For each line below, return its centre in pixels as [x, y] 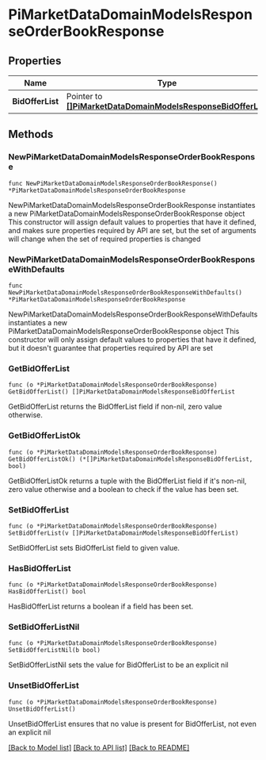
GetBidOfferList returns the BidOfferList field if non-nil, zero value [115, 407]
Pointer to [84, 96]
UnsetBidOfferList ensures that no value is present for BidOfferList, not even [133, 724]
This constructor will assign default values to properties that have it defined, [133, 222]
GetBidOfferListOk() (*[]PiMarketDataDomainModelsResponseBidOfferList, [131, 459]
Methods [31, 134]
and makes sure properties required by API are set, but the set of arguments [132, 230]
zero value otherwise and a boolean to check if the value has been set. [123, 489]
